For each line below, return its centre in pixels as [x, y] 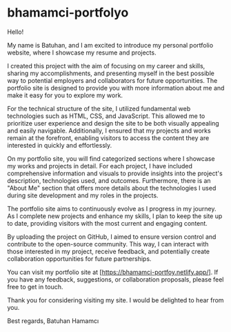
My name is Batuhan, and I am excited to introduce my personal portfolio [110, 45]
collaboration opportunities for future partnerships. [79, 258]
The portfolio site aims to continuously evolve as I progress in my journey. [112, 208]
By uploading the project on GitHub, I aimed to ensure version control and [112, 237]
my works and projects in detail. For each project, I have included [100, 166]
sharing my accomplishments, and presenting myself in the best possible [111, 73]
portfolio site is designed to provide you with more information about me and [116, 88]
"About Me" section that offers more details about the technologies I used [112, 188]
